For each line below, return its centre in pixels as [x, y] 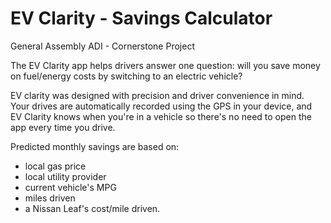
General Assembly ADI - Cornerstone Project [102, 46]
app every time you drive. [63, 127]
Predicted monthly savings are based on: [95, 146]
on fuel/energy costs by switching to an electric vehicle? [126, 76]
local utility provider [65, 176]
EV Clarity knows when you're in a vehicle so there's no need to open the [161, 116]
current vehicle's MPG [70, 187]
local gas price [55, 166]
